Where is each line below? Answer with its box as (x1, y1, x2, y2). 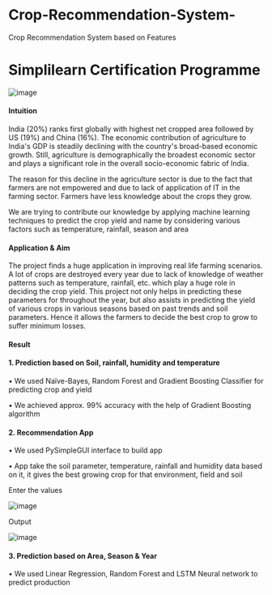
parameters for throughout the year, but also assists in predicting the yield (8, 295, 256, 305)
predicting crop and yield (8, 385, 92, 394)
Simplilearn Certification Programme (8, 61, 261, 79)
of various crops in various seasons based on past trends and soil (8, 304, 228, 313)
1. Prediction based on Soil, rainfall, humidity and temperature (8, 358, 220, 368)
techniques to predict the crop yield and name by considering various (8, 216, 240, 226)
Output (8, 516, 32, 527)
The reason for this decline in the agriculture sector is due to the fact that (8, 174, 253, 184)
